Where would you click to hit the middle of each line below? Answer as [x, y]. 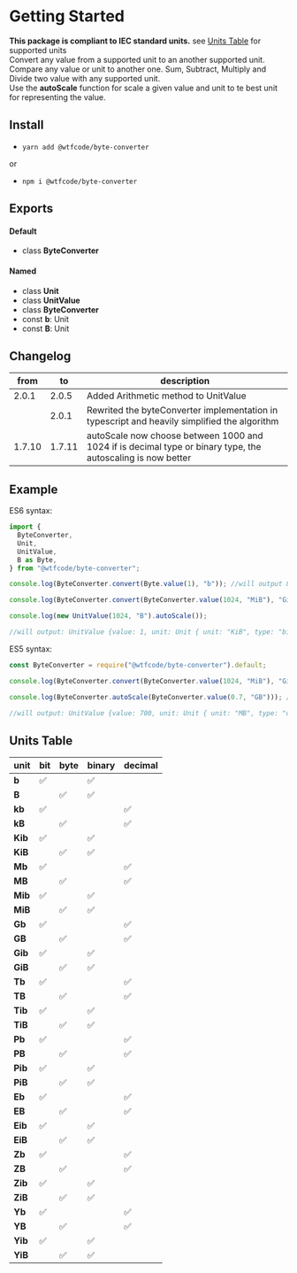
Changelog [40, 356]
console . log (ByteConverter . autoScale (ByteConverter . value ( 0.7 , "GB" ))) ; [146, 697]
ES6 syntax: [31, 511]
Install [27, 125]
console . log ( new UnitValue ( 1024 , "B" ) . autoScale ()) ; [108, 616]
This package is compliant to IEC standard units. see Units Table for [135, 41]
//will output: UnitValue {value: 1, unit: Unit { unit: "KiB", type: [142, 632]
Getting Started [67, 16]
